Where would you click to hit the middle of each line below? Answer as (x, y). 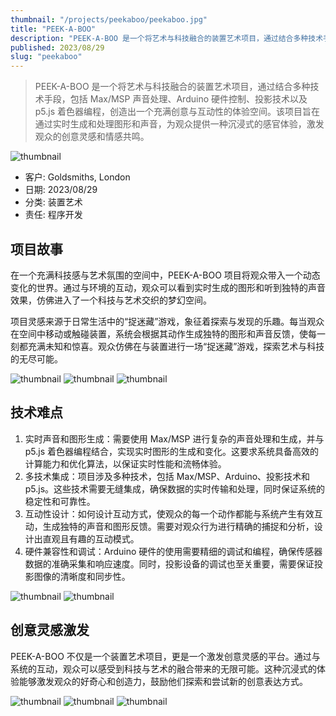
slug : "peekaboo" (46, 57)
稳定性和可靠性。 (60, 501)
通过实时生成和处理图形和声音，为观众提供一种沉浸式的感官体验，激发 (179, 124)
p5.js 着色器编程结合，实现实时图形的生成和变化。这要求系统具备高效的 (172, 451)
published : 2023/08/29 (57, 47)
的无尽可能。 (36, 358)
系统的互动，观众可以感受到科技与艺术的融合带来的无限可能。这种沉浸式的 (163, 668)
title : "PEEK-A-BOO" (53, 29)
